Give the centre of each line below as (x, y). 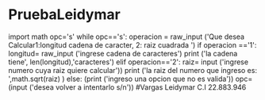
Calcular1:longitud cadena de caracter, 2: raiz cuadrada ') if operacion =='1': (132, 44)
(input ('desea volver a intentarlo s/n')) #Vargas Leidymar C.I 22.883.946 (127, 87)
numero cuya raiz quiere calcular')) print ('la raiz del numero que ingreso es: (133, 70)
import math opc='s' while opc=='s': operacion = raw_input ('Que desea (126, 37)
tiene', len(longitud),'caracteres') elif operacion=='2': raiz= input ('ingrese (128, 62)
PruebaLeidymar (64, 15)
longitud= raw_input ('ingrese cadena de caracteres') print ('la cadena (123, 53)
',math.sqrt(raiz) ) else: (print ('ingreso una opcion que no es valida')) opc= (131, 79)
